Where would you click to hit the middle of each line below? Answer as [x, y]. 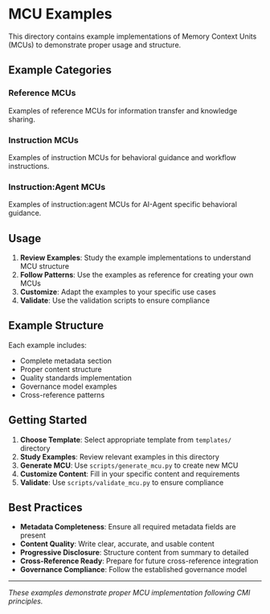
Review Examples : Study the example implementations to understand [135, 258]
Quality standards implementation [76, 377]
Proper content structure [61, 369]
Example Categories [60, 70]
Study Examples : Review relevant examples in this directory [119, 456]
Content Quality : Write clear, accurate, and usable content [117, 544]
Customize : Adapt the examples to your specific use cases [118, 292]
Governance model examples [68, 386]
